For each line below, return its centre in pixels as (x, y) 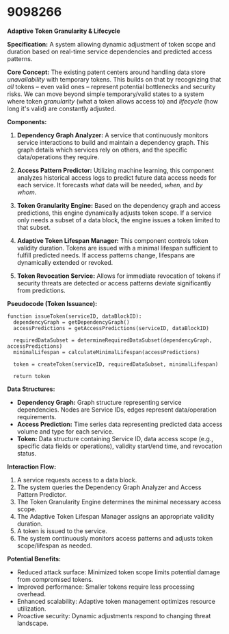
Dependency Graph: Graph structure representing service (99, 402)
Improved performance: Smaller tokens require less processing (106, 587)
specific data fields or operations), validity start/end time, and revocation (120, 446)
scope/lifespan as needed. (54, 545)
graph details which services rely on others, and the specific (102, 150)
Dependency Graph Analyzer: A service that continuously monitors (112, 135)
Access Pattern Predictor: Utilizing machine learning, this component (115, 170)
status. (26, 453)
